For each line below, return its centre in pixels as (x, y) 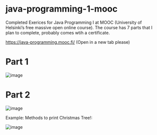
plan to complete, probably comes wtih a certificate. (58, 33)
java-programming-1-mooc (62, 9)
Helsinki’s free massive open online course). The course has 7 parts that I (79, 27)
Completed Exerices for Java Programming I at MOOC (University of (74, 22)
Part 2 (18, 95)
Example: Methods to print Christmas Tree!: (49, 118)
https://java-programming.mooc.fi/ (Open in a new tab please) (68, 42)
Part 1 (17, 62)
